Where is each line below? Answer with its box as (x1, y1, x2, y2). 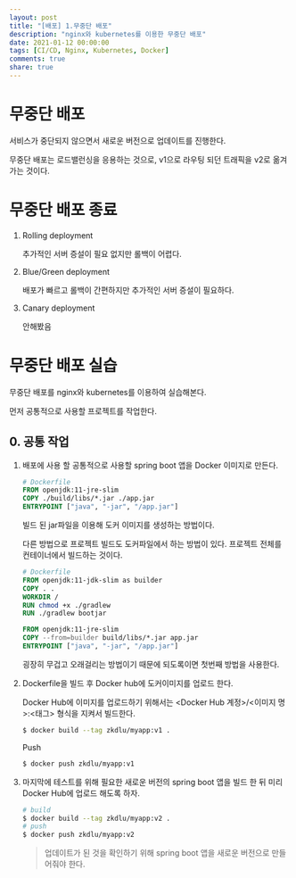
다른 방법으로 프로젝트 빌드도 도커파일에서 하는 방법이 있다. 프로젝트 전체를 (21, 539, 283, 549)
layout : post (9, 12, 58, 22)
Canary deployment (21, 302, 95, 313)
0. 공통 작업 (9, 435, 70, 450)
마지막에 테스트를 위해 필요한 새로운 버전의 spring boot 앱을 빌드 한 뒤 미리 (21, 776, 284, 787)
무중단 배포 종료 (9, 200, 118, 219)
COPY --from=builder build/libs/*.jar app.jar (21, 634, 199, 642)
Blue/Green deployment (21, 266, 110, 277)
